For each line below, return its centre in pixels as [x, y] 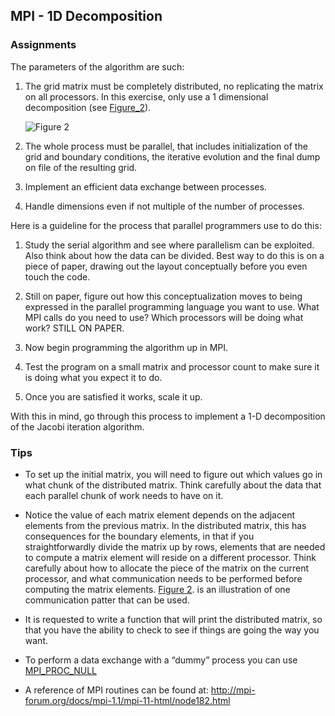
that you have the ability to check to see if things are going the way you [172, 630]
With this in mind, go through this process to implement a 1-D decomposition [168, 416]
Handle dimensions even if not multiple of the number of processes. [164, 206]
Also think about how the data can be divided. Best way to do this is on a [174, 255]
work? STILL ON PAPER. [74, 328]
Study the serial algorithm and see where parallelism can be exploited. [169, 245]
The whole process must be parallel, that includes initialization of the [166, 146]
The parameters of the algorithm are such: [97, 66]
